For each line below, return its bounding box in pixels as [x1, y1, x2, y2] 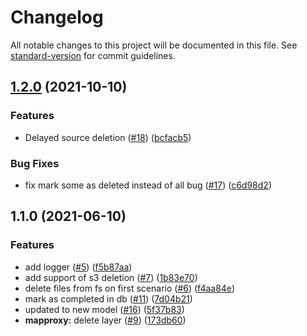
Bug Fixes [10, 156, 60, 170]
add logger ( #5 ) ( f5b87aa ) [24, 261, 133, 273]
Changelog [10, 6, 104, 29]
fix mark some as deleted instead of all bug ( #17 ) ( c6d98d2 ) [24, 179, 272, 191]
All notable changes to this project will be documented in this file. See [10, 39, 298, 51]
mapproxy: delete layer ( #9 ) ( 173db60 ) [24, 314, 187, 326]
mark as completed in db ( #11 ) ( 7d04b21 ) [24, 292, 193, 305]
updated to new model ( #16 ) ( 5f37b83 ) [24, 303, 185, 315]
